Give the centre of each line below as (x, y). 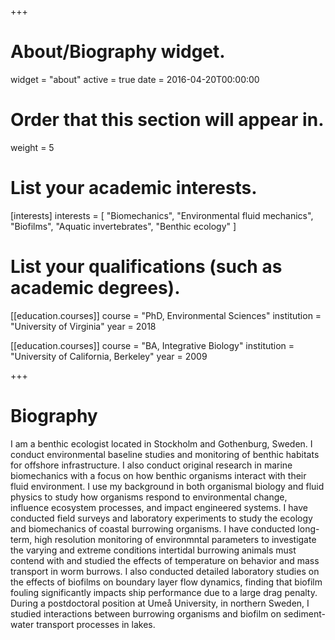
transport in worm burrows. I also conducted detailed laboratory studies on (165, 571)
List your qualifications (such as (146, 267)
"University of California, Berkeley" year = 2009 (109, 356)
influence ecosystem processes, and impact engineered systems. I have (159, 507)
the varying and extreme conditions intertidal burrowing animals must (153, 550)
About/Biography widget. (118, 52)
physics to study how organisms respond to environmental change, (149, 497)
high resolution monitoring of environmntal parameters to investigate (175, 539)
